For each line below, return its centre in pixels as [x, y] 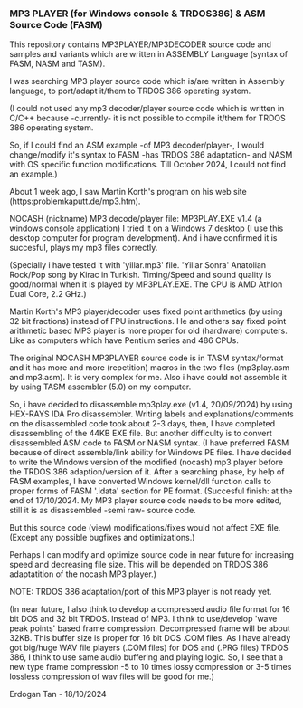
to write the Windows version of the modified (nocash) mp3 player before [146, 462]
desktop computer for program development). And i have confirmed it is [143, 238]
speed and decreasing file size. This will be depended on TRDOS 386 [139, 565]
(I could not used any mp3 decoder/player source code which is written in [147, 109]
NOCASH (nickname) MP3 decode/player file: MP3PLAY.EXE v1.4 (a [136, 219]
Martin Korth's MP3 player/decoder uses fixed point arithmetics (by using [146, 311]
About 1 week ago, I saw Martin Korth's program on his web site [128, 192]
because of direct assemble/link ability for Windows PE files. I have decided [151, 453]
